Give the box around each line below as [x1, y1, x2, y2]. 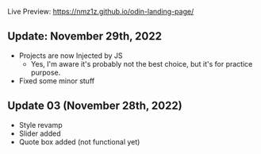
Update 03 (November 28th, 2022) [7, 99, 183, 113]
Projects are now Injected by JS [18, 51, 124, 60]
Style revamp [18, 120, 63, 129]
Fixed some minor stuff [18, 75, 95, 86]
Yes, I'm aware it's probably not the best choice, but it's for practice [30, 59, 253, 68]
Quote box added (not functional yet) [18, 137, 140, 146]
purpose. [30, 67, 61, 77]
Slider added [18, 129, 61, 138]
